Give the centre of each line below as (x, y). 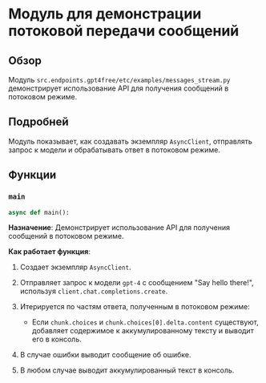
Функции (32, 175)
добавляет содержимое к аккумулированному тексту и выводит (143, 331)
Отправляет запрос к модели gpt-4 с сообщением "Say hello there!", (137, 283)
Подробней (38, 122)
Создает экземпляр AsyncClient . (75, 267)
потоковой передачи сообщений (124, 31)
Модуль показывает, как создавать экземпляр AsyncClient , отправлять (130, 141)
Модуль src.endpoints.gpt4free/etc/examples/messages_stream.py (119, 80)
